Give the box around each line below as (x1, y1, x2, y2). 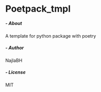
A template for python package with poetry (5, 33, 96, 39)
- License (5, 69, 26, 75)
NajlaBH (5, 57, 23, 64)
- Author (5, 44, 24, 51)
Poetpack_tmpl (5, 3, 71, 15)
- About (5, 20, 22, 26)
